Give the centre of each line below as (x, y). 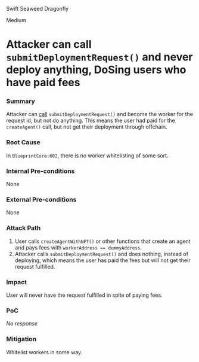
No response (22, 324)
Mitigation (21, 339)
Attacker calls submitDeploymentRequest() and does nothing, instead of (102, 254)
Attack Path (24, 228)
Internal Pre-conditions (41, 171)
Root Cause (23, 142)
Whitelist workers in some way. (44, 352)
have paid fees (43, 83)
